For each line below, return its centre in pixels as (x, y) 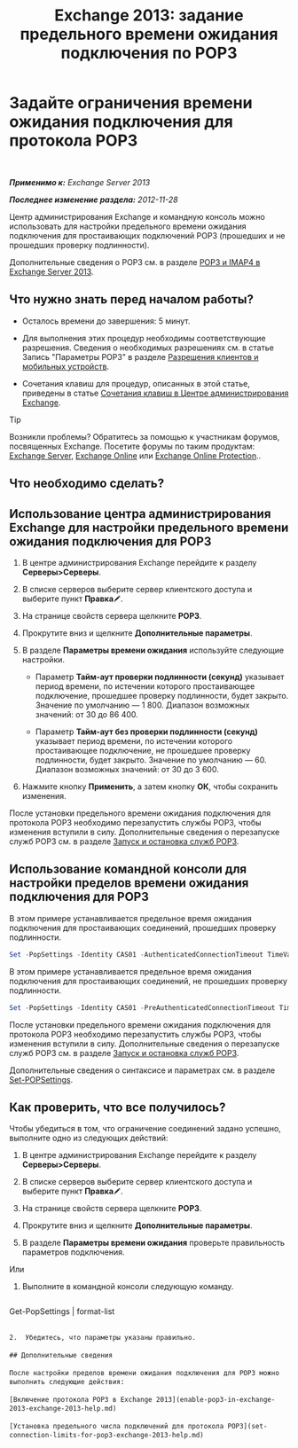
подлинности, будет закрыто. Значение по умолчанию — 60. (151, 760)
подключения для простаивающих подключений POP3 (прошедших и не (147, 235)
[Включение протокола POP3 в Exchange (81, 1400)
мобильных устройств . (65, 366)
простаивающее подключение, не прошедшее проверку (143, 750)
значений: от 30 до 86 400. (87, 714)
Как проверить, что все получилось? (118, 1107)
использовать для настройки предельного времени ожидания (128, 226)
